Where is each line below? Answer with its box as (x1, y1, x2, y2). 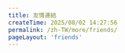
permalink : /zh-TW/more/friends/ (8, 26, 118, 34)
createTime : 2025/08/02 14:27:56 (8, 19, 118, 26)
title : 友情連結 (8, 11, 57, 19)
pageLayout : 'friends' (8, 33, 83, 41)
